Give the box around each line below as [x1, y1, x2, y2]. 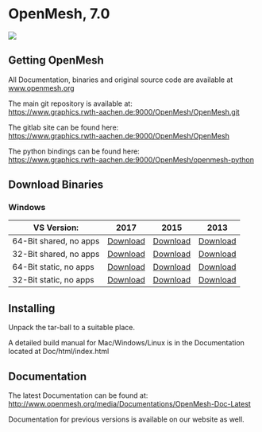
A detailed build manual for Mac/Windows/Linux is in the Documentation [8, 338, 245, 348]
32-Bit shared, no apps [12, 248, 100, 259]
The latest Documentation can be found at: [8, 391, 148, 400]
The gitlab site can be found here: [8, 123, 119, 132]
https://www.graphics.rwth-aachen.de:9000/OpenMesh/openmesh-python [8, 154, 254, 164]
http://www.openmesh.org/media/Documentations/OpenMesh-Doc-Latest [8, 399, 252, 409]
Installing [8, 302, 56, 315]
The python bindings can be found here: [8, 146, 141, 156]
